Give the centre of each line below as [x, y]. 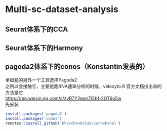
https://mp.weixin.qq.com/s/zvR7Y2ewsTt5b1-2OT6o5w [63, 98]
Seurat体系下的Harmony [44, 48]
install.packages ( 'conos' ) [34, 118]
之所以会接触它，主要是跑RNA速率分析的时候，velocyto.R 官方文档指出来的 [83, 86]
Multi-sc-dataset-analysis [62, 9]
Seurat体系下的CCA [37, 29]
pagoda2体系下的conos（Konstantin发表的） [77, 67]
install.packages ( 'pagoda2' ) [36, 114]
